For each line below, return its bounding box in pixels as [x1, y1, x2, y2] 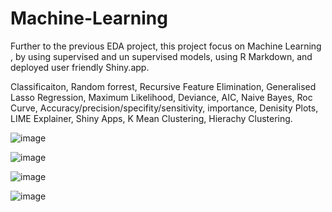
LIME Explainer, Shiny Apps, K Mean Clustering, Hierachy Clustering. [10, 112, 293, 124]
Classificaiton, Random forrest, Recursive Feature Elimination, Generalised [10, 80, 317, 92]
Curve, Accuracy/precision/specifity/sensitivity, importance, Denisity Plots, [10, 102, 319, 114]
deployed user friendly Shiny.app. [10, 61, 150, 73]
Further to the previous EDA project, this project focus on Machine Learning [10, 40, 322, 52]
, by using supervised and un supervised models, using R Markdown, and [10, 50, 313, 62]
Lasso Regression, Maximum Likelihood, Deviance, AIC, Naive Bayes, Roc [10, 91, 313, 103]
